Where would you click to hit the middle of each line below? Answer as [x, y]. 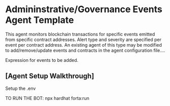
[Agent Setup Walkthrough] [50, 76]
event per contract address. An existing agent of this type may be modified [84, 45]
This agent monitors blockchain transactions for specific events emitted [80, 34]
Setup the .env [21, 88]
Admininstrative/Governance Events [84, 9]
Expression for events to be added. [42, 60]
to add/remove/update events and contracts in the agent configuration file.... [85, 50]
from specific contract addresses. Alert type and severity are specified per [83, 40]
